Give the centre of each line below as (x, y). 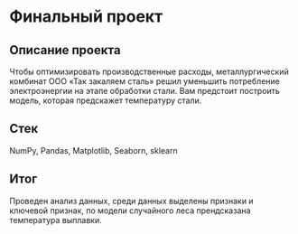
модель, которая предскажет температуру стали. (106, 100)
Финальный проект (86, 17)
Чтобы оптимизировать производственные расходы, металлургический (149, 71)
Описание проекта (65, 50)
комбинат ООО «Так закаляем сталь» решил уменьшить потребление (144, 81)
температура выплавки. (56, 220)
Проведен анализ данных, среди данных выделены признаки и (132, 201)
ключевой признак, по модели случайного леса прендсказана (130, 211)
